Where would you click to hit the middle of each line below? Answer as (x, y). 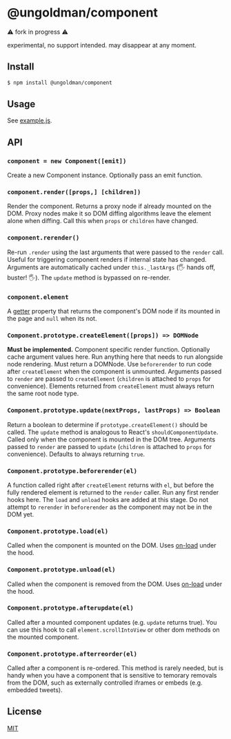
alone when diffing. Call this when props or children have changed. (103, 221)
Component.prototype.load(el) (58, 531)
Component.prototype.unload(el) (61, 570)
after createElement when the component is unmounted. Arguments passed (114, 372)
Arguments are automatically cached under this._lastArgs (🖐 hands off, (111, 267)
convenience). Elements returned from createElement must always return (111, 386)
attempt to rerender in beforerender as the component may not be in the (110, 507)
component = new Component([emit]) (67, 161)
